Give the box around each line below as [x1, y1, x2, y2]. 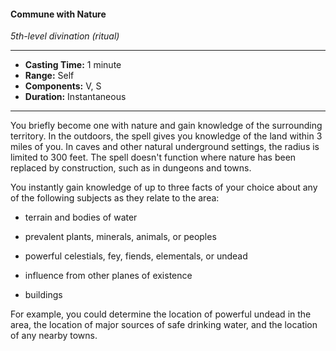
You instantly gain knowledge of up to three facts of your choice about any [10, 181, 318, 194]
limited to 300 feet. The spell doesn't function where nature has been [10, 151, 297, 164]
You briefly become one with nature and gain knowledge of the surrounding [10, 120, 323, 132]
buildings [24, 289, 63, 301]
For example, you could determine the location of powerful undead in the [10, 308, 312, 320]
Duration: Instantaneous [24, 91, 127, 103]
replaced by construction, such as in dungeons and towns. [10, 162, 252, 174]
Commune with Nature [10, 8, 107, 20]
